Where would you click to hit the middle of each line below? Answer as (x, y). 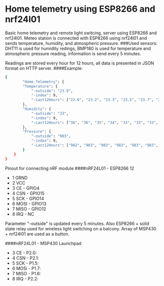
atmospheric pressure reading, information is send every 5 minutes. (73, 53)
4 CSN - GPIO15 (28, 193)
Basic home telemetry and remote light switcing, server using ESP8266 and (81, 33)
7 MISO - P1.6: (27, 273)
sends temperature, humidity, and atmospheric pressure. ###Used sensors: (81, 43)
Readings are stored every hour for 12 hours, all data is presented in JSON (80, 63)
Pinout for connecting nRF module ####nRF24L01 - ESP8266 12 (70, 168)
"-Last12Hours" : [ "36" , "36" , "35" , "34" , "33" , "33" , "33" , (95, 123)
